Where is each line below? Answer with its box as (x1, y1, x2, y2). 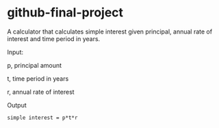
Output (7, 101, 27, 109)
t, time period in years (7, 74, 69, 83)
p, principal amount (7, 61, 62, 69)
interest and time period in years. (7, 34, 101, 42)
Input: (7, 48, 24, 56)
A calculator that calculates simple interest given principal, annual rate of (7, 27, 213, 36)
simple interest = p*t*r (7, 114, 78, 121)
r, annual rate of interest (7, 88, 75, 96)
